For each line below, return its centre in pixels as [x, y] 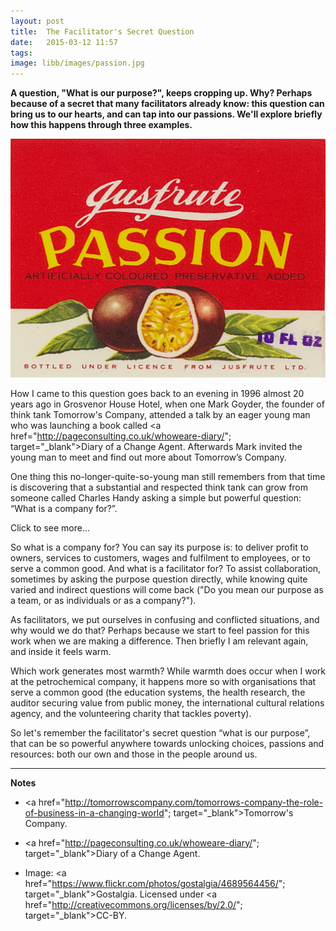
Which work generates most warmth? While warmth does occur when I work [168, 671]
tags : [21, 53]
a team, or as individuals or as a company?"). [103, 600]
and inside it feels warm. [61, 651]
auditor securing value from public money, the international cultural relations [167, 702]
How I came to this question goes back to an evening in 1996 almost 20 [157, 393]
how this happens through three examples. [101, 125]
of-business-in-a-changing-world [94, 812]
